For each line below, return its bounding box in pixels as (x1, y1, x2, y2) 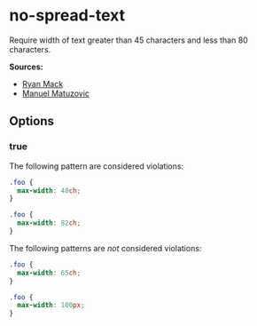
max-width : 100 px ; (17, 301, 86, 310)
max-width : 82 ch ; (17, 219, 82, 227)
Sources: (9, 61, 43, 72)
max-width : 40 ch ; (17, 186, 82, 195)
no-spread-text (9, 5, 126, 26)
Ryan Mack (21, 78, 64, 89)
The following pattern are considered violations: (9, 161, 184, 171)
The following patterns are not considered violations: (9, 243, 202, 253)
